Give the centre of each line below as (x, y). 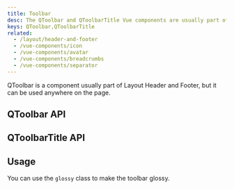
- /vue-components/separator (56, 65)
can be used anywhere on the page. (59, 92)
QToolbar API (37, 114)
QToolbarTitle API (46, 138)
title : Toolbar (29, 14)
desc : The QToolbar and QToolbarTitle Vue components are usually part (113, 20)
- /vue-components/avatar (51, 53)
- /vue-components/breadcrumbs (59, 59)
